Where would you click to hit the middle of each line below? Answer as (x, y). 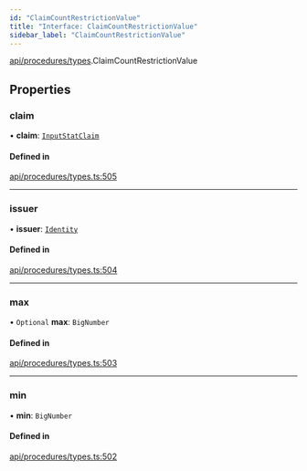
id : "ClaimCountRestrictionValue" (75, 18)
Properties (40, 89)
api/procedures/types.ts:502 (63, 456)
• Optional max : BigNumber (59, 322)
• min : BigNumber (41, 415)
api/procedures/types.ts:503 (64, 363)
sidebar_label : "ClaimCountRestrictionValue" (97, 35)
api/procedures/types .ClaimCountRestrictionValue (104, 61)
